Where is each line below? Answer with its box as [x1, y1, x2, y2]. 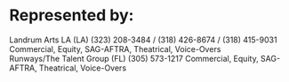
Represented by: [9, 5, 134, 26]
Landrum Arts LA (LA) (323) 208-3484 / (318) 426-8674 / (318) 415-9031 [9, 34, 277, 45]
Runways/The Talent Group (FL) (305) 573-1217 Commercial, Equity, [9, 53, 260, 63]
